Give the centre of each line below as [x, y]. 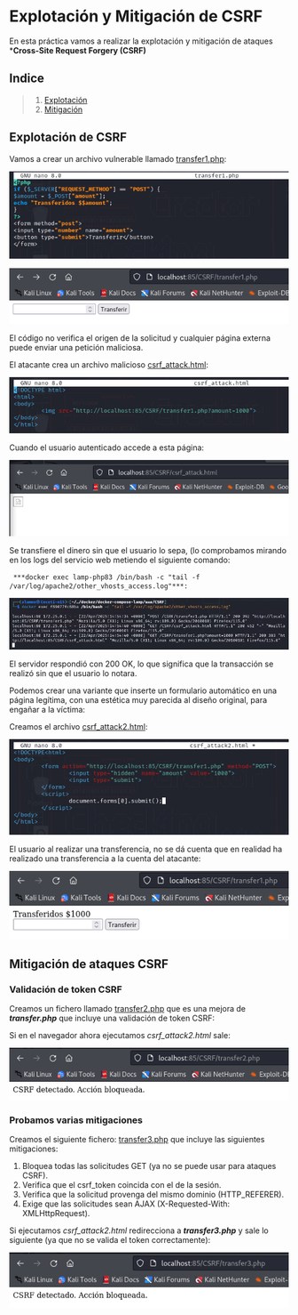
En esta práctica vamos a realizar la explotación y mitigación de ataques [141, 41]
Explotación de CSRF [68, 137]
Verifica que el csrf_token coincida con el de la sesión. [122, 1185]
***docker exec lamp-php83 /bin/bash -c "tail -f [106, 577]
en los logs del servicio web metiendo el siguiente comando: [120, 560]
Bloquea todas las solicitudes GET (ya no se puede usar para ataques [149, 1166]
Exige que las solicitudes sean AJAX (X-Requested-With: [126, 1204]
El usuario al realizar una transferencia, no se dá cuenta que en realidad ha [146, 849]
